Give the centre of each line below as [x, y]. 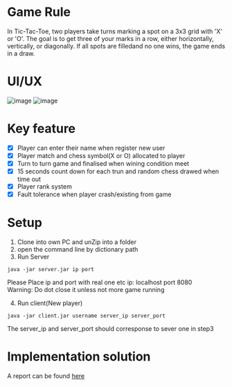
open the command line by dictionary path [78, 250]
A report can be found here [46, 376]
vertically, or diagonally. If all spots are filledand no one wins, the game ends [116, 46]
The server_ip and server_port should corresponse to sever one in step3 [110, 329]
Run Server [33, 257]
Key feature [42, 129]
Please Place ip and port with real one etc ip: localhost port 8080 [100, 282]
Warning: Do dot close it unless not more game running [86, 290]
